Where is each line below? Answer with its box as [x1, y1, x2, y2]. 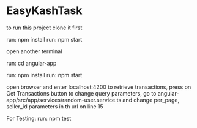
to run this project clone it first [6, 24, 83, 31]
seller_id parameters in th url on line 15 [6, 102, 104, 110]
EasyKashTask [6, 4, 83, 18]
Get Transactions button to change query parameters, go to [6, 89, 157, 97]
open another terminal [6, 47, 62, 55]
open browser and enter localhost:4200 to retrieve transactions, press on [6, 83, 191, 91]
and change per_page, [122, 96, 180, 104]
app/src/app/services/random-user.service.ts [6, 96, 122, 104]
